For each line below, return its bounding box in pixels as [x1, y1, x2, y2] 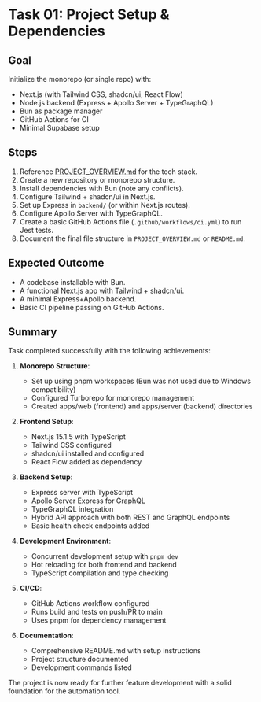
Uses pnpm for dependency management [31, 615, 167, 625]
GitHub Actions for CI [19, 115, 89, 124]
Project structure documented [31, 655, 129, 664]
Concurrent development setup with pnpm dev [31, 552, 178, 561]
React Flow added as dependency [31, 457, 142, 467]
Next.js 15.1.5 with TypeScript [31, 432, 126, 442]
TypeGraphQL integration [31, 504, 114, 514]
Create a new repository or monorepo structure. [19, 175, 175, 184]
